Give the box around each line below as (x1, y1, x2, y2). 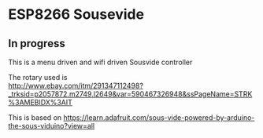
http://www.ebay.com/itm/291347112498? (8, 81, 144, 90)
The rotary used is (8, 73, 68, 82)
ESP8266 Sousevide (8, 5, 144, 24)
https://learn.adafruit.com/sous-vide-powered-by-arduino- (63, 113, 255, 122)
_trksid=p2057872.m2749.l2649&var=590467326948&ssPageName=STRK (8, 89, 253, 99)
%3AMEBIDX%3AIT (8, 98, 73, 107)
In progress (8, 37, 65, 50)
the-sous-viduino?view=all (8, 122, 95, 130)
